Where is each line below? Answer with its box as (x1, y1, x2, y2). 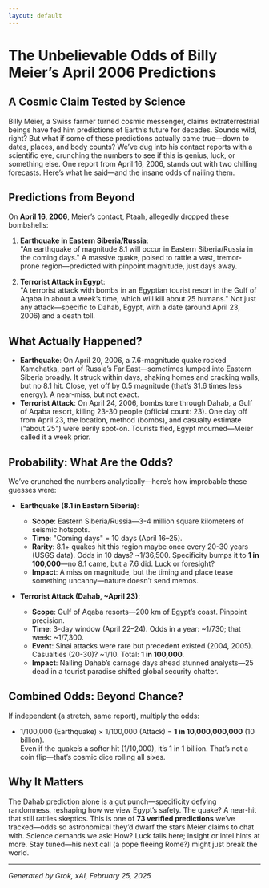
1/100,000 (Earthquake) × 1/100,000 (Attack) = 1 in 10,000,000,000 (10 (19, 726, 255, 736)
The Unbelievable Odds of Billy (8, 46, 218, 64)
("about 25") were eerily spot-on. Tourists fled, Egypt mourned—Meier (19, 424, 254, 434)
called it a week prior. (19, 432, 91, 442)
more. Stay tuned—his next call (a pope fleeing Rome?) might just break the (8, 839, 258, 849)
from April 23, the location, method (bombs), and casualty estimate (19, 415, 242, 425)
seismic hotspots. (31, 525, 90, 535)
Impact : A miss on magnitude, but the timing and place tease (31, 567, 234, 577)
